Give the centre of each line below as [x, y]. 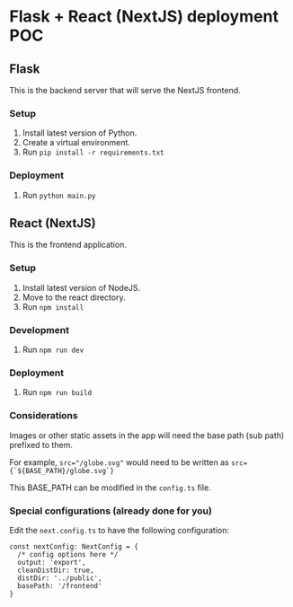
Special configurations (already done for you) [111, 511]
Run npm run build [57, 392]
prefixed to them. [41, 444]
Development [40, 330]
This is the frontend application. [68, 245]
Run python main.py [59, 195]
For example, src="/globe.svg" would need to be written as [119, 462]
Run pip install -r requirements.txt [93, 152]
